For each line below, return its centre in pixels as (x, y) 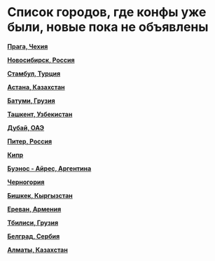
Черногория (26, 182)
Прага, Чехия (28, 46)
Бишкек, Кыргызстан (40, 195)
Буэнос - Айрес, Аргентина (49, 168)
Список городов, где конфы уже (107, 12)
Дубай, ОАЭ (26, 127)
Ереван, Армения (34, 209)
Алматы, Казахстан (37, 250)
